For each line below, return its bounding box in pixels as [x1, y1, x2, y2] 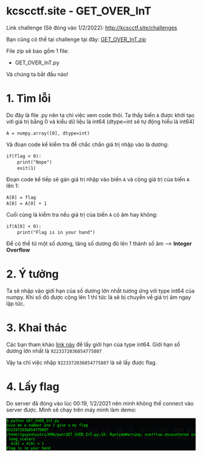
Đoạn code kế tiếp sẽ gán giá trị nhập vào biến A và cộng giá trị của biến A [6, 175, 190, 183]
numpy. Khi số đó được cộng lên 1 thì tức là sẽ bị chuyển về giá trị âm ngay [6, 293, 191, 301]
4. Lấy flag [6, 380, 60, 393]
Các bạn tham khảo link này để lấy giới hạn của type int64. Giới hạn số [6, 340, 180, 348]
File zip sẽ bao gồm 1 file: [6, 47, 69, 55]
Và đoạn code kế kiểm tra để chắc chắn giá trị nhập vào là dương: [6, 141, 169, 148]
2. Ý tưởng [6, 267, 59, 281]
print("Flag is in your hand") [17, 229, 96, 235]
